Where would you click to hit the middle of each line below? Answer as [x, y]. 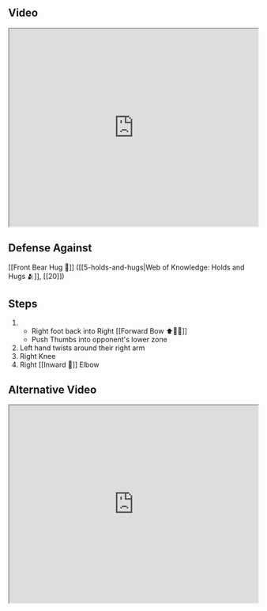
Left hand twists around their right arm [82, 348]
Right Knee [38, 356]
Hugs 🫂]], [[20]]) [36, 276]
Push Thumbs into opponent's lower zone [99, 340]
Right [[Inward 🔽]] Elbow [60, 365]
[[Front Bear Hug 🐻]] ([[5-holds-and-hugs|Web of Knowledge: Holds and [126, 267]
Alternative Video [53, 389]
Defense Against [50, 248]
